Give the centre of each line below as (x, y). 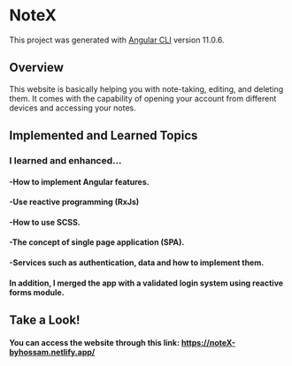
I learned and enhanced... (65, 161)
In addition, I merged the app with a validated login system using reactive (146, 283)
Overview (37, 68)
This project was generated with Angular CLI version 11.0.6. (117, 40)
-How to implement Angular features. (79, 181)
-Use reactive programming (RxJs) (74, 202)
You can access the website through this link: (94, 342)
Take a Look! (45, 320)
